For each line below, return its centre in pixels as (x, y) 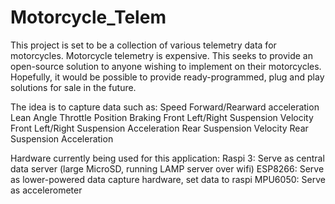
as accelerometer (46, 190)
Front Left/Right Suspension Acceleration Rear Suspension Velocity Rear (159, 128)
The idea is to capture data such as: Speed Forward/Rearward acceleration (165, 107)
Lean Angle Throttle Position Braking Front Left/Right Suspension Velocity (162, 117)
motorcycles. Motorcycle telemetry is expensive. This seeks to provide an (161, 55)
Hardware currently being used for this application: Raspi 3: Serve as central (167, 158)
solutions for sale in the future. (73, 87)
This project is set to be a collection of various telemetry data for (143, 45)
